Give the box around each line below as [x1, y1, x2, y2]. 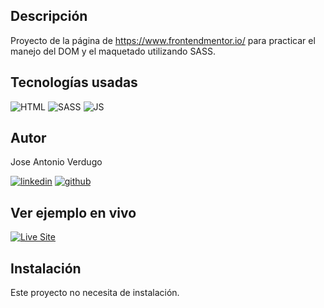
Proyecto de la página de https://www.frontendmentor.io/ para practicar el [10, 34, 316, 46]
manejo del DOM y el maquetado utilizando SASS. [10, 45, 217, 57]
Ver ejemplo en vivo [10, 204, 137, 221]
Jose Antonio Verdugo [10, 156, 103, 168]
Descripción [10, 8, 88, 25]
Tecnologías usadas [10, 74, 138, 91]
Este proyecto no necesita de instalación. [10, 287, 180, 299]
